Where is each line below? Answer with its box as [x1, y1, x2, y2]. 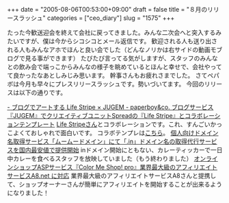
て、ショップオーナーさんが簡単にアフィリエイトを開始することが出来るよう [7, 180, 223, 188]
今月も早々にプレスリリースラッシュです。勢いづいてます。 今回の [18, 80, 205, 88]
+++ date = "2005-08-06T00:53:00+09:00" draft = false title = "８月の [7, 5, 208, 13]
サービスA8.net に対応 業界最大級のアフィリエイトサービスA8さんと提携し [7, 171, 217, 180]
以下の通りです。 [18, 88, 67, 97]
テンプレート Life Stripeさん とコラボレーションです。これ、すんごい [18, 120, 211, 128]
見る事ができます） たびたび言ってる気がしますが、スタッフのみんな [25, 54, 218, 62]
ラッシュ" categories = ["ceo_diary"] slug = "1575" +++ [18, 14, 175, 22]
